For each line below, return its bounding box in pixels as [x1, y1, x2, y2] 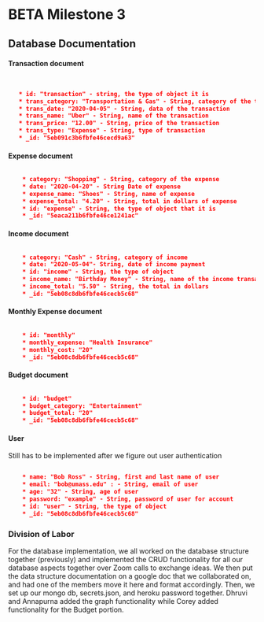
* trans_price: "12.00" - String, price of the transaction [18, 120, 220, 128]
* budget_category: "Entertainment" [22, 402, 143, 410]
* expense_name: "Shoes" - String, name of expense [22, 190, 195, 198]
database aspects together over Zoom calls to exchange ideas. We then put [8, 563, 253, 572]
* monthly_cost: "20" [22, 346, 93, 354]
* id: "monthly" [22, 331, 76, 339]
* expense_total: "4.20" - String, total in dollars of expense [22, 197, 237, 205]
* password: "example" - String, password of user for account [22, 495, 234, 503]
